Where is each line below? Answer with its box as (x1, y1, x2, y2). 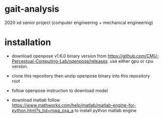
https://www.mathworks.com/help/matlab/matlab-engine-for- (11, 102, 137, 108)
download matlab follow (11, 97, 60, 103)
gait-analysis (4, 3, 60, 15)
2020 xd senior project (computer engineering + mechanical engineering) (4, 20, 153, 25)
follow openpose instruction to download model (11, 87, 108, 94)
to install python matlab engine (74, 107, 137, 113)
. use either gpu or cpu (107, 58, 154, 64)
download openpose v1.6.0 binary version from (11, 53, 107, 59)
